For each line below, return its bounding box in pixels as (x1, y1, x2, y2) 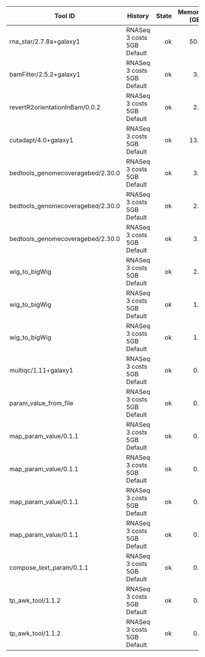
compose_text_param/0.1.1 (9, 563, 88, 571)
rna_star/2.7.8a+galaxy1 (9, 37, 81, 45)
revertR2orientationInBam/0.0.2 (9, 103, 101, 111)
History (127, 12, 149, 20)
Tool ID (54, 12, 75, 20)
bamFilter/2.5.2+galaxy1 (9, 70, 81, 78)
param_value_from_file (9, 399, 74, 407)
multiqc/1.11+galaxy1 (9, 366, 73, 374)
